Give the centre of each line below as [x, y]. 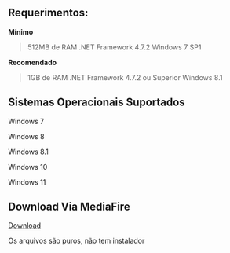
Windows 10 [28, 167]
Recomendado [33, 62]
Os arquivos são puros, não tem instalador [77, 241]
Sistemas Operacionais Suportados [97, 103]
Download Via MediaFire [69, 207]
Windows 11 [27, 182]
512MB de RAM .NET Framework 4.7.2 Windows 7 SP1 [114, 47]
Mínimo [21, 31]
